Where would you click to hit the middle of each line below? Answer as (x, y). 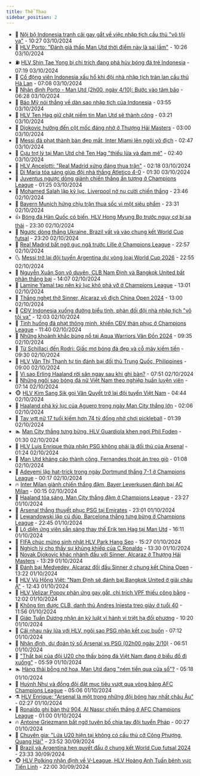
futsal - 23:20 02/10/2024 (47, 238)
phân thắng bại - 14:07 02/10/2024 (58, 279)
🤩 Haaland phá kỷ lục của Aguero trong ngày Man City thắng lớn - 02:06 (104, 405)
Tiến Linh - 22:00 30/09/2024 (52, 766)
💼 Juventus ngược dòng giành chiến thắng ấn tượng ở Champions (96, 178)
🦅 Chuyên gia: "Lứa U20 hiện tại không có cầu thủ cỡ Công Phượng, (99, 735)
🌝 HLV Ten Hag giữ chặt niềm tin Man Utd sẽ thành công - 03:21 (93, 115)
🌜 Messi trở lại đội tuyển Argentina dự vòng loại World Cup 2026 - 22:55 (104, 257)
